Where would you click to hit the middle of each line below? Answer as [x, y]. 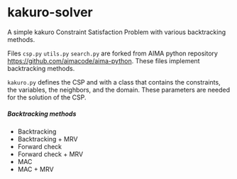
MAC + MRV [36, 169]
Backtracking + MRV [48, 139]
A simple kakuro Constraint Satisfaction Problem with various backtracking [117, 32]
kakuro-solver [50, 12]
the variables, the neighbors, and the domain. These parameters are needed [119, 89]
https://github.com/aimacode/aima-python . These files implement [104, 60]
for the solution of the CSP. [47, 97]
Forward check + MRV [50, 154]
